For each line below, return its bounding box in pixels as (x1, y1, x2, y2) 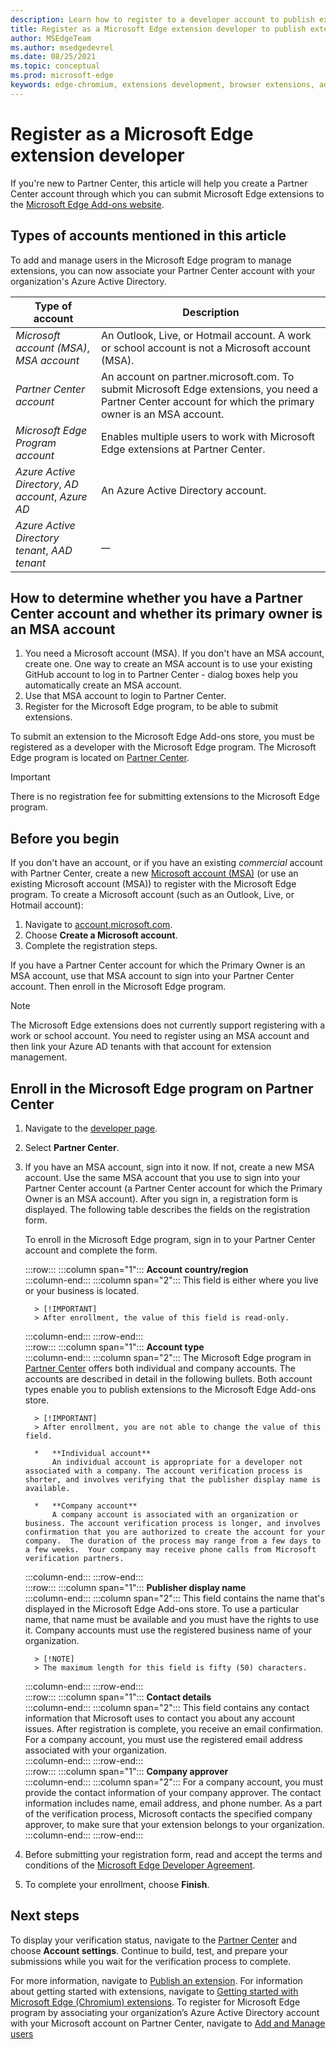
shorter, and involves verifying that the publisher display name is (24, 1474, 322, 1485)
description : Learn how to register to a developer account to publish (10, 14, 315, 25)
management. (10, 1051, 68, 1063)
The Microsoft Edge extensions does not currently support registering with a (10, 1019, 326, 1031)
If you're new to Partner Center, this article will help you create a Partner (10, 177, 308, 189)
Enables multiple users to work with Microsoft (101, 429, 315, 443)
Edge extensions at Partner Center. (101, 442, 266, 456)
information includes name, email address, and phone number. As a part (24, 1797, 323, 1809)
